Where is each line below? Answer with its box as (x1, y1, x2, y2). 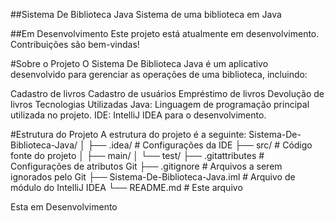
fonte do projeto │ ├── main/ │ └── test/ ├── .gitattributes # (10, 150, 265, 161)
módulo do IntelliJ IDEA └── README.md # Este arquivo (10, 182, 243, 193)
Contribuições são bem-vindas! (10, 39, 140, 50)
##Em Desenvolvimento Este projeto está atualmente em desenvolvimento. (10, 28, 320, 39)
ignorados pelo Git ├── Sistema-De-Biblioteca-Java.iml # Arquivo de (10, 171, 296, 183)
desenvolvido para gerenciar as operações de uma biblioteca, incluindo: (10, 69, 308, 80)
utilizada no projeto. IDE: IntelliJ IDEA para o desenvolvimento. (10, 109, 267, 121)
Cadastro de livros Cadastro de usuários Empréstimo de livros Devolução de (10, 88, 325, 99)
